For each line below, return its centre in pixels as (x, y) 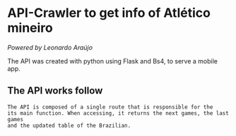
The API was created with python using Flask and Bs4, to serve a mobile (112, 61)
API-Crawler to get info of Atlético (109, 13)
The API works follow (55, 91)
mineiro (30, 28)
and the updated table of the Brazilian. (69, 125)
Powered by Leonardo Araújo (50, 47)
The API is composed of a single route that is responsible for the (110, 107)
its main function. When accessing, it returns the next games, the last (118, 113)
